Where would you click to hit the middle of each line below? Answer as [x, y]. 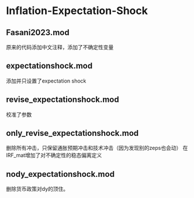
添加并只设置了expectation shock [46, 81]
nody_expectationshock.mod [60, 174]
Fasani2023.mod [38, 33]
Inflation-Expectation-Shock [77, 11]
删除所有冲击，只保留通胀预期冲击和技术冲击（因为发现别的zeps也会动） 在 [97, 148]
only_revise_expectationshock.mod [72, 133]
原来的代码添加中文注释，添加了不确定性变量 [60, 47]
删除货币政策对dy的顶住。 [37, 189]
